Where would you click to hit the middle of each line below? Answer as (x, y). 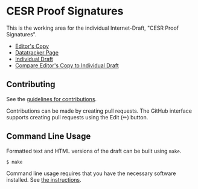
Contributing (31, 85)
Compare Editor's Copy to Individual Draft (67, 65)
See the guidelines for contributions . (52, 99)
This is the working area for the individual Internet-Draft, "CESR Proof (93, 28)
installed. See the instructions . (44, 180)
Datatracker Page (37, 52)
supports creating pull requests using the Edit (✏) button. (77, 117)
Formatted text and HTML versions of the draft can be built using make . (94, 151)
